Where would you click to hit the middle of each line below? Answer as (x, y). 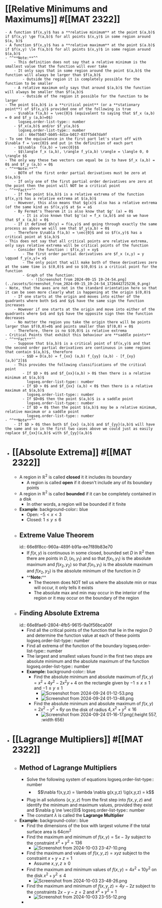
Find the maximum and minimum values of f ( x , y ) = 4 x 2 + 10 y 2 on (91, 869)
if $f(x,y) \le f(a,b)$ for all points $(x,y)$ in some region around (78, 49)
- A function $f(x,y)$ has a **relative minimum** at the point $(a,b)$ (80, 32)
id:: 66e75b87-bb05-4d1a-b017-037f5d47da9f (63, 134)
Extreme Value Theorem (57, 535)
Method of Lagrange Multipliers (68, 767)
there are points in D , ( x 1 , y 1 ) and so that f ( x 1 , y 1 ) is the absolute (89, 559)
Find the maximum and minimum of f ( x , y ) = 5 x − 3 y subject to (89, 837)
